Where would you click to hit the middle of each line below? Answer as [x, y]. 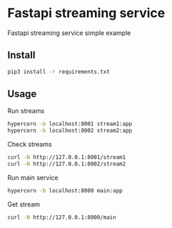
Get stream [24, 204]
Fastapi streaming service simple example [69, 33]
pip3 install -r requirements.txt [59, 72]
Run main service [33, 177]
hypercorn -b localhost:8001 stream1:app [70, 124]
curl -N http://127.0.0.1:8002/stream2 [67, 164]
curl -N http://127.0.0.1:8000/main [62, 217]
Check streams [30, 145]
